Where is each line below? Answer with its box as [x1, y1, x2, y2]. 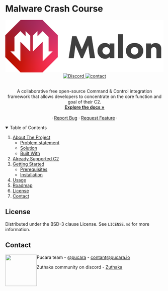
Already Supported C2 [12, 155, 59, 161]
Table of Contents [10, 124, 47, 131]
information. [5, 226, 31, 232]
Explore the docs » [64, 104, 105, 110]
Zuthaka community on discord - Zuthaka [37, 264, 123, 270]
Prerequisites [20, 166, 48, 172]
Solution [20, 145, 38, 151]
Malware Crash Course [5, 3, 103, 15]
